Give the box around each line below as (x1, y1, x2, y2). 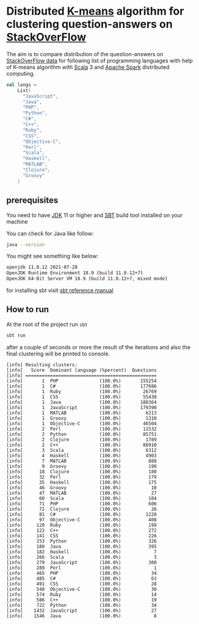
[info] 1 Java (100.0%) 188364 (6, 399, 157, 405)
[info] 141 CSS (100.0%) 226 (6, 532, 157, 539)
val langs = (6, 81, 37, 88)
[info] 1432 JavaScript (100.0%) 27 (6, 608, 157, 614)
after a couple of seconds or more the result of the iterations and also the (6, 343, 191, 350)
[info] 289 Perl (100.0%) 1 (6, 565, 157, 571)
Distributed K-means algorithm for (6, 4, 184, 18)
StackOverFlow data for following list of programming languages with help (6, 57, 194, 64)
